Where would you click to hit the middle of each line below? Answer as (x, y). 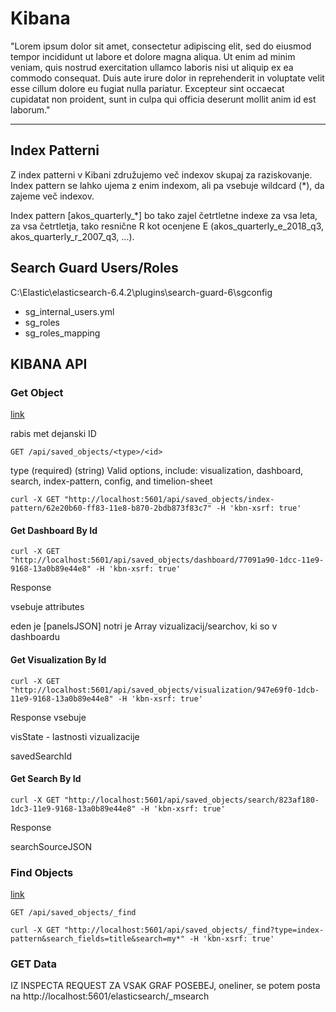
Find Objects (42, 872)
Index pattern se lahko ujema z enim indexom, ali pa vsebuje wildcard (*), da (167, 185)
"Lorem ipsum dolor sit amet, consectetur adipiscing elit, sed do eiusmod (161, 46)
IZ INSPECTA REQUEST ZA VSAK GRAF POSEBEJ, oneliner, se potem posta (165, 986)
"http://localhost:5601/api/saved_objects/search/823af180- (191, 800)
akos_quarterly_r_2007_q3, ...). (72, 236)
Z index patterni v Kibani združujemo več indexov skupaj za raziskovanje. (161, 174)
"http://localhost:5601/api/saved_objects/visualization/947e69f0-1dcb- (165, 690)
